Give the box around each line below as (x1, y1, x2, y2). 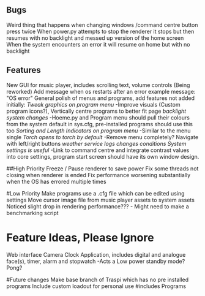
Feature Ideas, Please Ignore (6, 230, 154, 245)
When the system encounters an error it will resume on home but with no (6, 40, 190, 48)
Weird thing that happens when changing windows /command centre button (6, 21, 198, 28)
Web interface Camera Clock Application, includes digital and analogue (6, 251, 186, 258)
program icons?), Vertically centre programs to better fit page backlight (6, 107, 187, 115)
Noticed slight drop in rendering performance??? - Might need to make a (6, 202, 190, 210)
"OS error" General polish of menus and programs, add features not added (6, 94, 195, 102)
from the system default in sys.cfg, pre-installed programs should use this (6, 120, 193, 127)
